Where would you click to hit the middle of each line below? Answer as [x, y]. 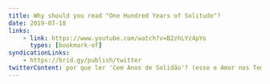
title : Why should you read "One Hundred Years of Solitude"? [115, 16]
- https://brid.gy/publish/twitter [82, 61]
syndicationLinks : [39, 53]
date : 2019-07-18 [37, 23]
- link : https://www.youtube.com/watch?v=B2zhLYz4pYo [115, 38]
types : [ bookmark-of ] [66, 46]
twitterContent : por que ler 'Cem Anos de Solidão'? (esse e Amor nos [129, 68]
